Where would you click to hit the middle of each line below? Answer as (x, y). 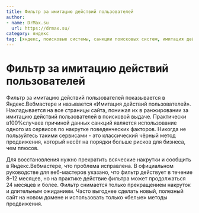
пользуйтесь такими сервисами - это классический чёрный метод (91, 135)
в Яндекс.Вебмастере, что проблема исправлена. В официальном (90, 166)
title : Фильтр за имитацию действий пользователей (70, 12)
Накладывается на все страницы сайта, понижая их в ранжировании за (97, 110)
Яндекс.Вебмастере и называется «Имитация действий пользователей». (99, 104)
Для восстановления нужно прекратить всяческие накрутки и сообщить (99, 159)
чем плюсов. (23, 148)
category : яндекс (28, 34)
